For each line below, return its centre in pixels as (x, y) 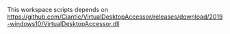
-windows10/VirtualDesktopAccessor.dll (63, 24)
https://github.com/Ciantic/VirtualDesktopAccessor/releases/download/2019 (115, 17)
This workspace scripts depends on (57, 10)
